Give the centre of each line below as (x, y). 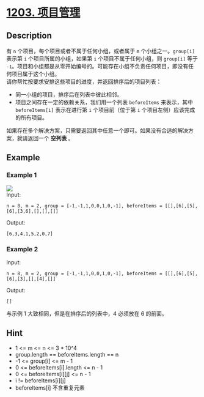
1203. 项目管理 (43, 13)
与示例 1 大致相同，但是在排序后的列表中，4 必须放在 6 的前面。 (87, 313)
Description (29, 35)
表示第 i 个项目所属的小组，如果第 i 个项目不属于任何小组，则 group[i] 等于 (102, 58)
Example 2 (22, 249)
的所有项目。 (31, 117)
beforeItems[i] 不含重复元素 (50, 388)
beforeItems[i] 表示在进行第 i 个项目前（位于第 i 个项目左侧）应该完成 (105, 110)
